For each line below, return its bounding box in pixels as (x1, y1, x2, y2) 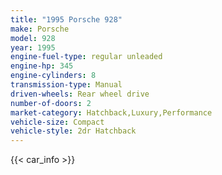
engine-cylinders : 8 (10, 71, 97, 81)
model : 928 (10, 33, 56, 43)
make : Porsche (10, 24, 70, 34)
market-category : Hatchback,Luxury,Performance (10, 107, 213, 118)
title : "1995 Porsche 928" (10, 14, 123, 25)
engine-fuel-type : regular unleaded (10, 52, 163, 62)
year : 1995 (10, 42, 56, 53)
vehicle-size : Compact (10, 117, 105, 127)
